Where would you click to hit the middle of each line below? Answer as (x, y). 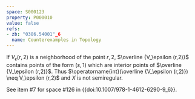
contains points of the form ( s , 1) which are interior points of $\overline (94, 65)
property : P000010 (29, 18)
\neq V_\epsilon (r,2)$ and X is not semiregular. (64, 78)
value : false (23, 23)
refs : (13, 29)
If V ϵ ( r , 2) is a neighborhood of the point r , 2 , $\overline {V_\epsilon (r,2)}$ (98, 58)
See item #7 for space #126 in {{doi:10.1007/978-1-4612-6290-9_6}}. (92, 89)
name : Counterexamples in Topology (57, 40)
